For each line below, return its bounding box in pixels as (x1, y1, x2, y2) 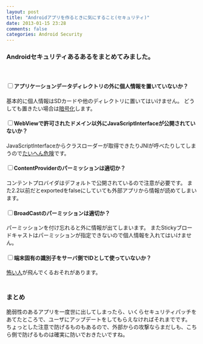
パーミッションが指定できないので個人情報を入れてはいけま (38, 232, 187, 239)
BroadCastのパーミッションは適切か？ (14, 209, 110, 217)
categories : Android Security (6, 32, 83, 38)
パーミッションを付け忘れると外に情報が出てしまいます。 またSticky (6, 224, 177, 231)
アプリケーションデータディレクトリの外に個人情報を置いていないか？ (14, 83, 189, 90)
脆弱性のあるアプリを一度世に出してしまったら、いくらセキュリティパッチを (6, 308, 197, 315)
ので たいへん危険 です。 (11, 149, 70, 157)
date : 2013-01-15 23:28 (6, 20, 67, 26)
